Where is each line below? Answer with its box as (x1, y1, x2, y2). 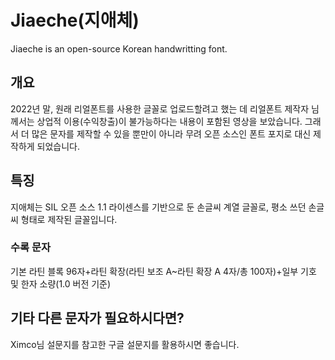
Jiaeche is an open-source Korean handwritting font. (10, 42, 228, 55)
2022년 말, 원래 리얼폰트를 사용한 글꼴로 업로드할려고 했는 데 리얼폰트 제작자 (10, 102, 310, 115)
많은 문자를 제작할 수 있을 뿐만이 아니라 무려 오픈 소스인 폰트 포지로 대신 (31, 127, 312, 140)
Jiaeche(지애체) (10, 9, 140, 32)
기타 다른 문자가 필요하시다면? (10, 310, 185, 327)
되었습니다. (36, 140, 81, 152)
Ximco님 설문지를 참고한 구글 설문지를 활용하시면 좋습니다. (10, 338, 240, 350)
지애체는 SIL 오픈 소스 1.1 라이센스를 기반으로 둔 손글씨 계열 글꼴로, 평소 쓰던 (10, 201, 307, 213)
